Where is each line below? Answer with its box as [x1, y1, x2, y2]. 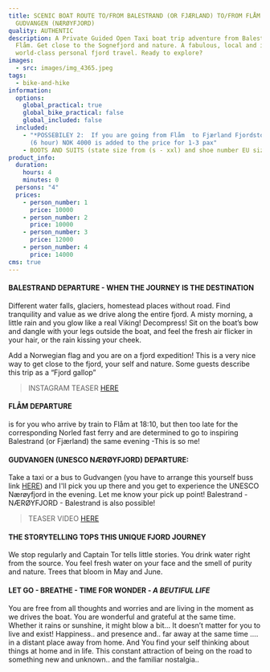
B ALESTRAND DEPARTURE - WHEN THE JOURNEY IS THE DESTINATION [8, 283, 255, 293]
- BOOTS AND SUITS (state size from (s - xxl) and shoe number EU [22, 146, 250, 154]
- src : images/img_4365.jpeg [15, 64, 113, 72]
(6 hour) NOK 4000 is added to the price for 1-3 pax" [29, 138, 218, 147]
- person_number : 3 [22, 228, 88, 237]
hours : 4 [22, 169, 52, 177]
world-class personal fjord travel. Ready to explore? [15, 49, 203, 57]
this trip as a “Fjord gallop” [8, 367, 96, 377]
